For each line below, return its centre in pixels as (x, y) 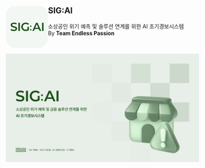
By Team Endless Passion (81, 33)
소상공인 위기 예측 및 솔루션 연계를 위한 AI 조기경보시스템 (116, 26)
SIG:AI (60, 11)
